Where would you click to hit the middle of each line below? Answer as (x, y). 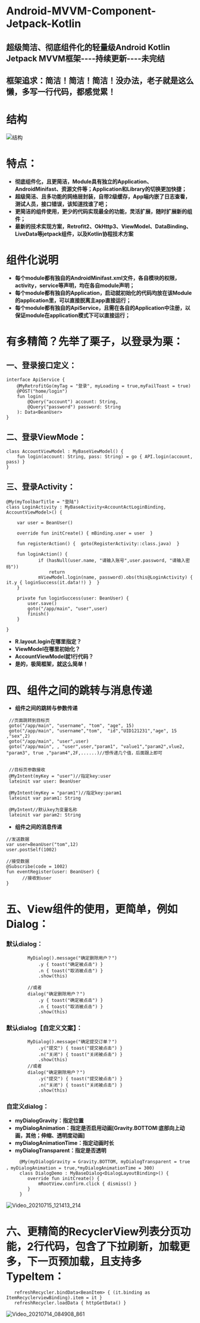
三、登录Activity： (41, 486)
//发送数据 (18, 839)
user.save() (43, 604)
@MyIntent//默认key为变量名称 (43, 810)
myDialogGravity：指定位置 (49, 1121)
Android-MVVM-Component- (81, 11)
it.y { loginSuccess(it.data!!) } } (53, 583)
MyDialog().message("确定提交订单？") (73, 1042)
